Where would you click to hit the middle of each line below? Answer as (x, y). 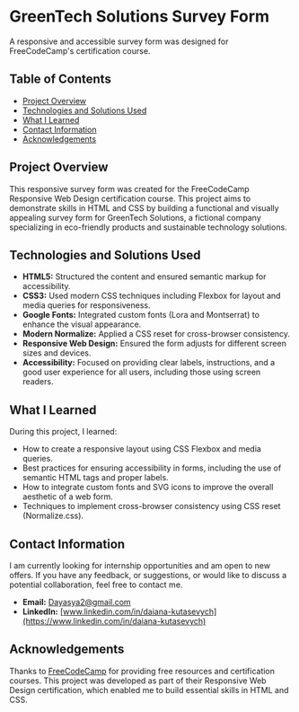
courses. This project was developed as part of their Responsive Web (138, 681)
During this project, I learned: (63, 432)
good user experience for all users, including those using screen (141, 372)
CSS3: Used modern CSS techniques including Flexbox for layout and (151, 296)
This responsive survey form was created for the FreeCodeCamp (129, 189)
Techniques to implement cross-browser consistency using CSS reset (151, 506)
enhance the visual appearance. (82, 324)
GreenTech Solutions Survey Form (140, 17)
